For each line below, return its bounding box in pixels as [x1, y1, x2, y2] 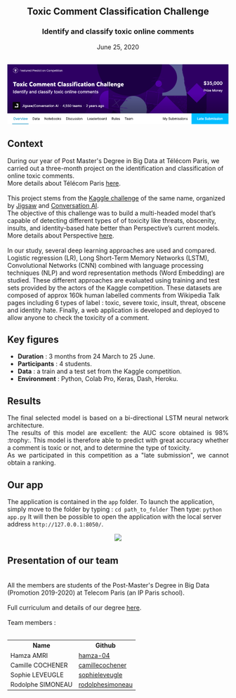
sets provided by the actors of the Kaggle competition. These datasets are [7, 283, 223, 292]
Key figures [7, 333, 59, 345]
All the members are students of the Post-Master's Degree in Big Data [7, 581, 209, 589]
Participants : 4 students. [17, 360, 93, 368]
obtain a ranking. [7, 458, 56, 467]
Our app [7, 479, 44, 491]
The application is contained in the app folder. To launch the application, [7, 498, 215, 506]
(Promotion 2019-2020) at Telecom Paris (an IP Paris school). [7, 588, 185, 597]
